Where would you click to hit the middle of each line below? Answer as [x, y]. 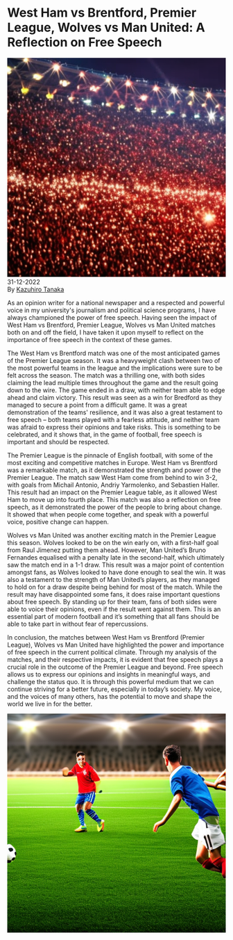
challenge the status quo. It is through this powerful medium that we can [111, 681]
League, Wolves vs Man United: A [106, 27]
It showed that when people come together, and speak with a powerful [108, 514]
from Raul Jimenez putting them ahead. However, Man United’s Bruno [107, 550]
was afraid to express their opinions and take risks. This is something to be [114, 427]
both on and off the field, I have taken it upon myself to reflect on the [105, 332]
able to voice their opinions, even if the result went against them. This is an [114, 609]
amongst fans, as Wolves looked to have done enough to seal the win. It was [116, 572]
